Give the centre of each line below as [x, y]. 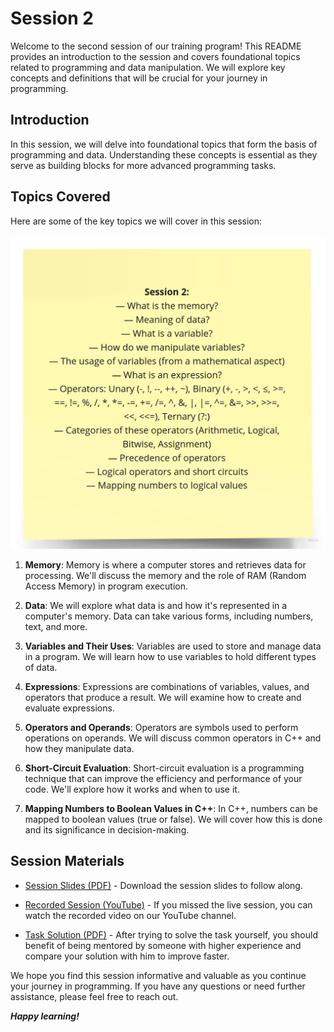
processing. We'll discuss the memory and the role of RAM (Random [165, 576]
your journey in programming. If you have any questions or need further [158, 986]
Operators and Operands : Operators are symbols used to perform [161, 728]
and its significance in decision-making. [107, 830]
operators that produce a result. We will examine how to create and [163, 698]
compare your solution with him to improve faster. [127, 956]
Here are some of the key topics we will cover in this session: [136, 221]
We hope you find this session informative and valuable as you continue [158, 975]
